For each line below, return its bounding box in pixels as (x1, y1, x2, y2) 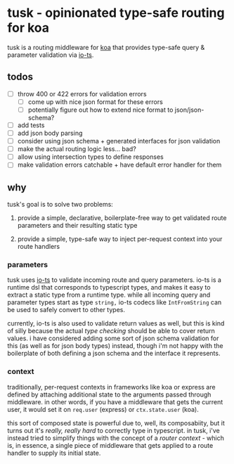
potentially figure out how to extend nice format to (27, 105, 174, 114)
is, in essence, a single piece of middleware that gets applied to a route (7, 441, 214, 449)
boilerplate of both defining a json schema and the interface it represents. (7, 349, 221, 358)
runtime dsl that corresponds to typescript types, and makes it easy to (7, 283, 211, 292)
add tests (17, 121, 45, 129)
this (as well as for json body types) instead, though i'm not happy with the (7, 342, 223, 350)
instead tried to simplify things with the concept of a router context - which (7, 434, 225, 442)
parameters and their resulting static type (17, 221, 138, 230)
